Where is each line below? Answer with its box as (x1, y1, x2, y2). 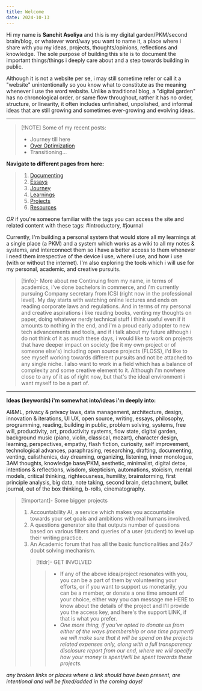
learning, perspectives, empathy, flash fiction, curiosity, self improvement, (6, 440, 190, 447)
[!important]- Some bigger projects (20, 497, 108, 504)
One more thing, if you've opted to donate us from (60, 621, 185, 628)
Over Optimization (29, 142, 75, 149)
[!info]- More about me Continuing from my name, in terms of (20, 277, 173, 284)
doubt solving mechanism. (29, 547, 96, 554)
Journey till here (29, 135, 71, 143)
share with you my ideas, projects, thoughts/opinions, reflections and (6, 43, 178, 51)
